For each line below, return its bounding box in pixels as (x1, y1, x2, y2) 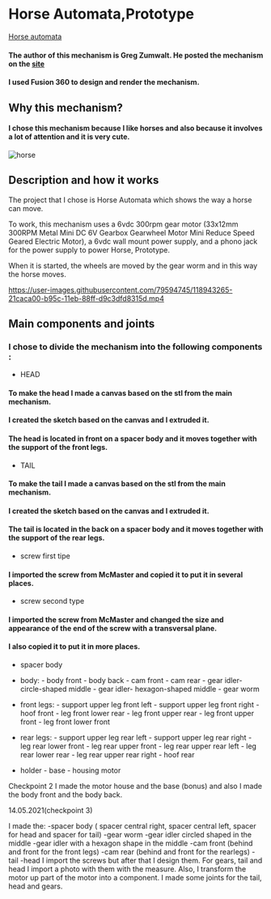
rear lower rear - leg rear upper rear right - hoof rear (19, 750, 195, 759)
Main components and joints (8, 316, 155, 330)
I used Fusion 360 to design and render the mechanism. (8, 78, 200, 87)
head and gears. (8, 881, 63, 891)
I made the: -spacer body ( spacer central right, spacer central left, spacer (8, 821, 256, 830)
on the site (8, 58, 45, 69)
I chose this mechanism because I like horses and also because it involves (8, 123, 263, 134)
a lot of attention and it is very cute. (8, 132, 130, 142)
